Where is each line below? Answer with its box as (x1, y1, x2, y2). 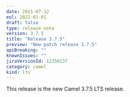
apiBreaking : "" (6, 47, 47, 53)
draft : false (6, 20, 39, 25)
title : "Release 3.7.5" (6, 36, 66, 42)
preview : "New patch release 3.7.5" (6, 42, 97, 48)
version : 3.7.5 (6, 31, 44, 37)
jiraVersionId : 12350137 (6, 58, 68, 64)
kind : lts (6, 69, 31, 75)
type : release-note (6, 25, 55, 31)
